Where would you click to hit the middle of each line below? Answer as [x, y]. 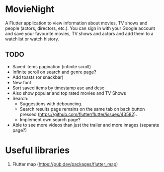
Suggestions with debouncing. [51, 104]
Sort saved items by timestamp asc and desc [58, 88]
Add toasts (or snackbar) [38, 77]
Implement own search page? [50, 119]
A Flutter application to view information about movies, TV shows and [76, 23]
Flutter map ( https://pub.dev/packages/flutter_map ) [65, 164]
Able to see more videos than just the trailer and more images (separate [86, 125]
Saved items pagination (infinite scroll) [51, 66]
